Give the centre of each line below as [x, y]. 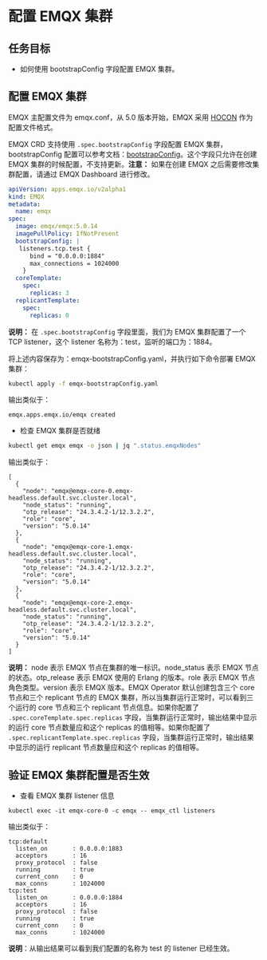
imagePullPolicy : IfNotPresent [67, 234]
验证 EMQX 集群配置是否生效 [79, 775]
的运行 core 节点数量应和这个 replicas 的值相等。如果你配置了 [110, 728]
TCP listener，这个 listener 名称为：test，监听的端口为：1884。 [112, 342]
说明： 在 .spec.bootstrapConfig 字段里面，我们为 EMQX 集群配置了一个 [127, 331]
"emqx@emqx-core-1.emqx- [92, 547]
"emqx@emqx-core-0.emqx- [92, 492]
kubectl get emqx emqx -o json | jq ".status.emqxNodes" [105, 446]
